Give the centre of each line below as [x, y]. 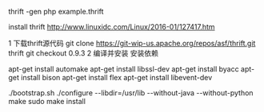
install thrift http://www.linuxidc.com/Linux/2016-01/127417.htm [112, 27]
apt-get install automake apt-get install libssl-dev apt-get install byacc [124, 69]
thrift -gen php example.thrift [56, 12]
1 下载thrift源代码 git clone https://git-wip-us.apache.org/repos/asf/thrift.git [132, 43]
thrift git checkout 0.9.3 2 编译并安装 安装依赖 [83, 53]
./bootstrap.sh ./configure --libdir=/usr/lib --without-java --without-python [131, 93]
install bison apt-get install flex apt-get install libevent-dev [117, 77]
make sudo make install [47, 101]
